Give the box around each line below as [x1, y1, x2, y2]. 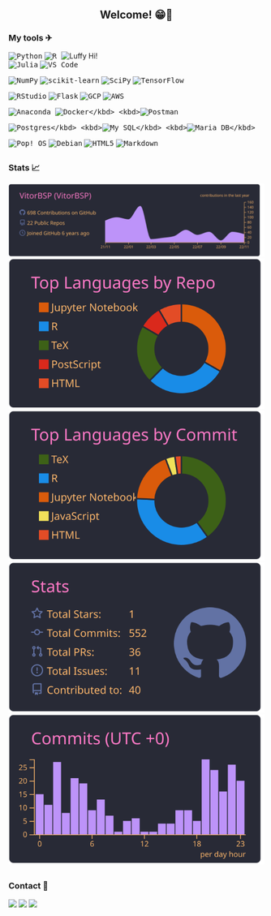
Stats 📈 [8, 162, 41, 174]
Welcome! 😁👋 [100, 8, 173, 22]
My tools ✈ [8, 32, 53, 44]
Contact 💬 [8, 880, 49, 892]
